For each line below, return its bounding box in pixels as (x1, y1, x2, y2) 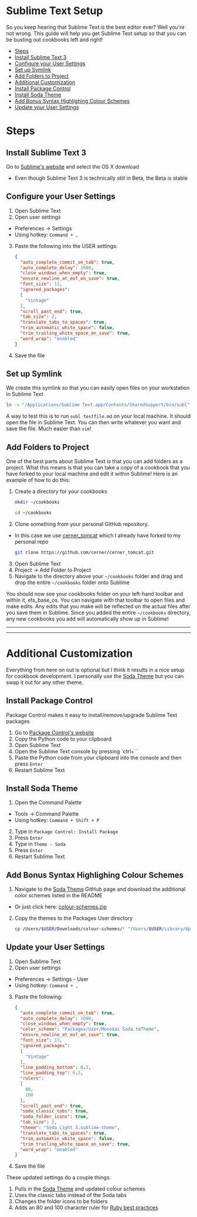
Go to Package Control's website (14, 729, 94, 736)
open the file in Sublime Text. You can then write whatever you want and (6, 419, 181, 426)
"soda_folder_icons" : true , (20, 1114, 89, 1120)
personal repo (14, 538, 49, 545)
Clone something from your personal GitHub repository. (14, 520, 150, 527)
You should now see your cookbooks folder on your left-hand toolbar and (6, 590, 184, 597)
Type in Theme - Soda (14, 840, 66, 847)
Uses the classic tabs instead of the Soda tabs (14, 1192, 127, 1199)
